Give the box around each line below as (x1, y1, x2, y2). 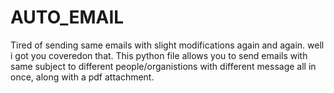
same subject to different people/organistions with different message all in (10, 60, 317, 72)
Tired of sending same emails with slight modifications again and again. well (10, 39, 325, 51)
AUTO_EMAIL (10, 6, 125, 29)
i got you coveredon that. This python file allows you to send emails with (10, 49, 308, 61)
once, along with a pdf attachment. (10, 71, 155, 83)
